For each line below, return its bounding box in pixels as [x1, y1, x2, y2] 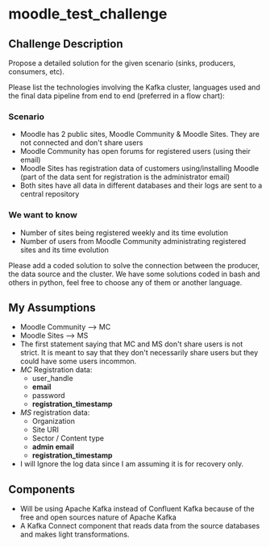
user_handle [31, 374, 74, 383]
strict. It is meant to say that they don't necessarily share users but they [19, 348, 259, 358]
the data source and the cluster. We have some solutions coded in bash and [8, 269, 260, 279]
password [31, 391, 66, 400]
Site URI [31, 425, 59, 435]
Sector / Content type [31, 433, 105, 443]
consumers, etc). [8, 67, 64, 77]
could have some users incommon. [19, 356, 137, 367]
